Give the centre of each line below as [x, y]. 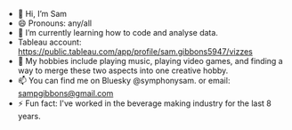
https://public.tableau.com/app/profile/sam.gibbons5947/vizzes [135, 52]
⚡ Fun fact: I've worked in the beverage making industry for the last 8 [144, 103]
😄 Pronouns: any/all [54, 23]
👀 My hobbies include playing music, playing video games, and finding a [150, 61]
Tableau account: [49, 42]
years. [29, 116]
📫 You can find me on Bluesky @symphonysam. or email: [124, 81]
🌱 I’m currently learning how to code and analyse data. [118, 32]
